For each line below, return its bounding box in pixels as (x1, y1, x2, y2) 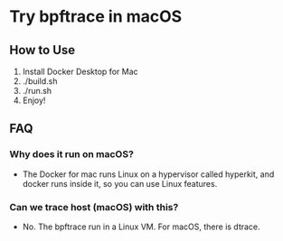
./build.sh (22, 76, 58, 87)
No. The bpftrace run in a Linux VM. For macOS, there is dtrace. (22, 221, 260, 232)
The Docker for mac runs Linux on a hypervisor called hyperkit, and (22, 169, 275, 180)
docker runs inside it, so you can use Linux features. (22, 178, 218, 189)
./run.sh (22, 86, 52, 96)
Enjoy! (22, 95, 46, 106)
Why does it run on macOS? (9, 148, 134, 161)
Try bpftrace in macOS (9, 6, 183, 27)
